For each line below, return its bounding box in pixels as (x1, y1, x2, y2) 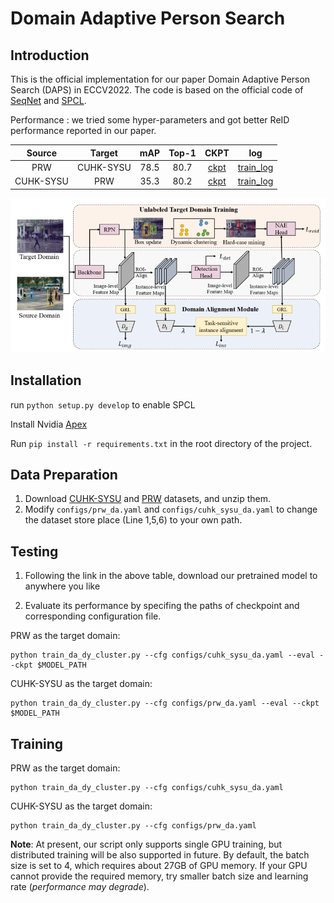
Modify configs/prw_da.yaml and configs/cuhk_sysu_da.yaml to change (24, 503, 318, 516)
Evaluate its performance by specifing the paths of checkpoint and (24, 600, 300, 612)
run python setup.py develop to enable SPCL (10, 398, 196, 411)
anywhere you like (24, 580, 101, 592)
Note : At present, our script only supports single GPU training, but (10, 838, 283, 851)
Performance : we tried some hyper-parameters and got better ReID (10, 114, 290, 126)
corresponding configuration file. (24, 610, 162, 622)
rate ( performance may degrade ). (10, 881, 150, 893)
